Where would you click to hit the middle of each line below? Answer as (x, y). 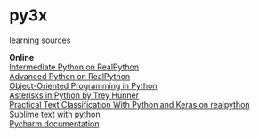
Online (22, 57)
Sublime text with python (55, 114)
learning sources (40, 40)
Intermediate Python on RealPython (74, 67)
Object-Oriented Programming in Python (83, 85)
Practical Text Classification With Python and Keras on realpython (130, 104)
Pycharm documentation (54, 123)
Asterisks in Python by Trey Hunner (74, 95)
